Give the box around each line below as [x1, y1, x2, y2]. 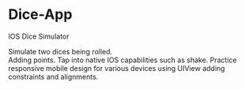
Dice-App [8, 6, 73, 24]
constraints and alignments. [8, 72, 99, 81]
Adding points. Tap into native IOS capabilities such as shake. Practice [8, 55, 237, 65]
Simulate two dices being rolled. [8, 46, 113, 56]
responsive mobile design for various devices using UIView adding [8, 63, 225, 72]
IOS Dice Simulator [8, 32, 70, 41]
